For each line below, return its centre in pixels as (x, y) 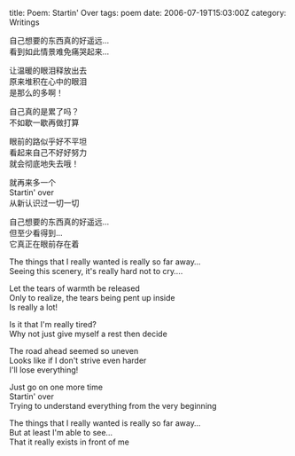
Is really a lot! (34, 307)
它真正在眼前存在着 (44, 244)
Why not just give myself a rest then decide (89, 334)
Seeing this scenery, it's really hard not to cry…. (96, 271)
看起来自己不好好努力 (48, 153)
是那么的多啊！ (36, 93)
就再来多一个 (32, 182)
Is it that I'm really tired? (53, 324)
